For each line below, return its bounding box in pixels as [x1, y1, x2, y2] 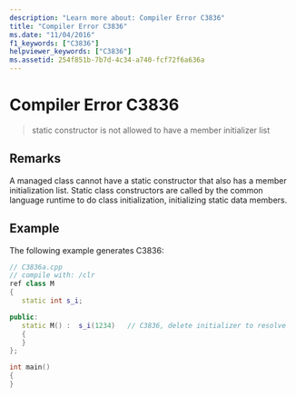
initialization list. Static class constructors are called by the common [9, 184, 263, 195]
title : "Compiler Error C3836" [9, 22, 128, 31]
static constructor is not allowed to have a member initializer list [31, 124, 271, 135]
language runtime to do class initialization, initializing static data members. [9, 194, 288, 205]
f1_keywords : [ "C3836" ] [9, 38, 100, 48]
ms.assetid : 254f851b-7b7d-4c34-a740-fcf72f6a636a [9, 55, 205, 65]
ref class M [9, 279, 54, 289]
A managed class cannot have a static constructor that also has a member [9, 174, 288, 186]
